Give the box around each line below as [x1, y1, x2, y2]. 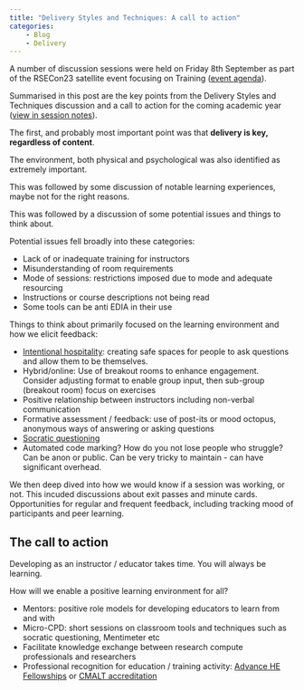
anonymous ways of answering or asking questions [22, 423, 214, 435]
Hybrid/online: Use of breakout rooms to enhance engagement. [22, 366, 260, 377]
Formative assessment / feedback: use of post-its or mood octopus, [22, 414, 277, 425]
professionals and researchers [22, 651, 137, 662]
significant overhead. [22, 462, 102, 473]
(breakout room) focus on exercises [22, 385, 157, 396]
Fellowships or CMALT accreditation [22, 671, 157, 682]
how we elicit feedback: [9, 329, 98, 340]
